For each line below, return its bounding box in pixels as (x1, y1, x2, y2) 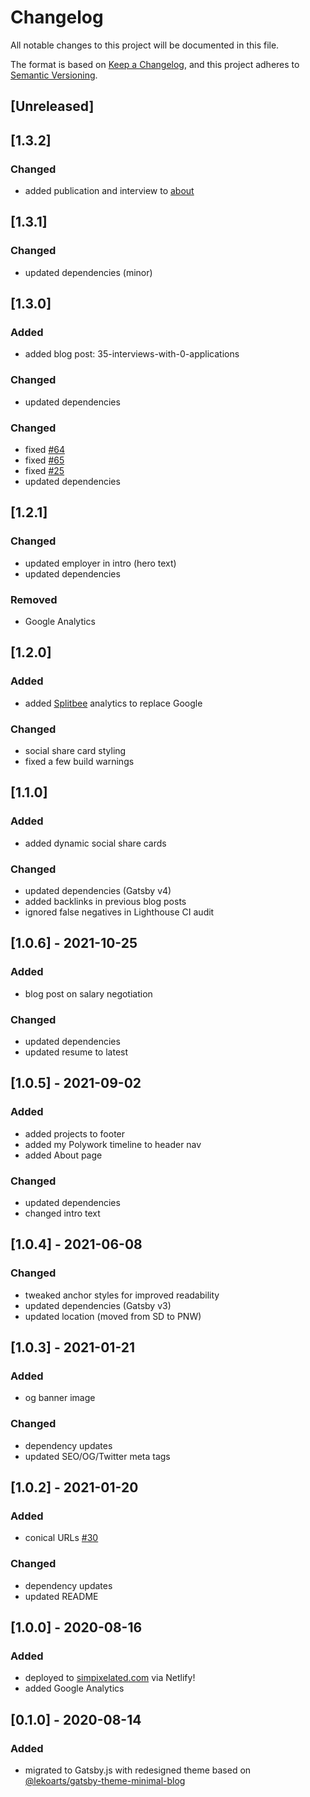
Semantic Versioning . (10, 69, 98, 81)
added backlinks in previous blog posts (24, 895, 187, 907)
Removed (10, 592, 58, 606)
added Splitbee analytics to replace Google (24, 697, 203, 709)
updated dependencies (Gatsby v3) (24, 1299, 172, 1311)
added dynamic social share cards (24, 837, 167, 849)
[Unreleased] (10, 98, 95, 115)
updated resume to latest (24, 1046, 129, 1058)
